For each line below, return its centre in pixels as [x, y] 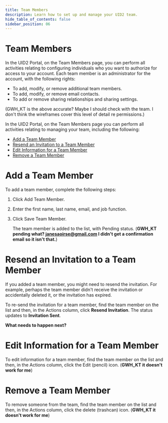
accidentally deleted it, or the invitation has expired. [58, 295]
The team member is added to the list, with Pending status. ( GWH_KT [85, 229]
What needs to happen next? [36, 325]
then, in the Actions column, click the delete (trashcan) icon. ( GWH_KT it [80, 410]
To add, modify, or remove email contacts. [56, 94]
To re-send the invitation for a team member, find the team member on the [82, 305]
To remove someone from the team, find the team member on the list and [81, 404]
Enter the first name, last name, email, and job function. [69, 209]
